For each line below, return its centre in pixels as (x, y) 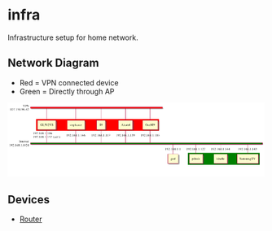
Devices (29, 200)
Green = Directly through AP (67, 91)
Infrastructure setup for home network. (73, 37)
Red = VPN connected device (69, 82)
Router (31, 219)
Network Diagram (53, 63)
